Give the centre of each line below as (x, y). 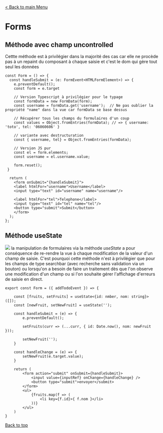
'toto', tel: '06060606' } (32, 127)
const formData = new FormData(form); (53, 101)
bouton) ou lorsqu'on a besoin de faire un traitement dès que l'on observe (79, 269)
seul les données (22, 67)
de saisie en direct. (24, 279)
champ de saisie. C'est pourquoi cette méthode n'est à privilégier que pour (80, 258)
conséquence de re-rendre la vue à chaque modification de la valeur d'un (79, 253)
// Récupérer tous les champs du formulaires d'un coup (72, 118)
